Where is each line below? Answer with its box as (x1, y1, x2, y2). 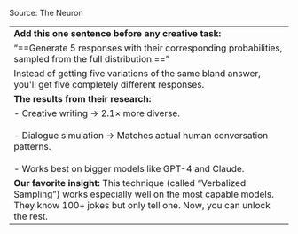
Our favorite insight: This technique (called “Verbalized (13, 177, 247, 189)
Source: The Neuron (9, 8, 83, 18)
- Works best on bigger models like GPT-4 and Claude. (13, 163, 245, 175)
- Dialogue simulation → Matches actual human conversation (13, 129, 269, 141)
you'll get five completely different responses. (13, 79, 205, 90)
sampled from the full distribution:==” (13, 53, 170, 65)
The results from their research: (13, 93, 152, 105)
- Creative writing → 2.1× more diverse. (13, 107, 180, 119)
